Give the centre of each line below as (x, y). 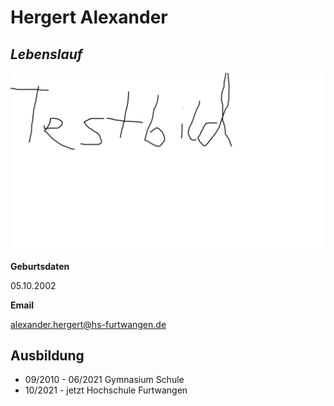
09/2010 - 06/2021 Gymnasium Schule (104, 380)
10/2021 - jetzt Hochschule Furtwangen (106, 390)
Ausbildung (47, 355)
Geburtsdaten (40, 266)
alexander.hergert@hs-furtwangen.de (88, 324)
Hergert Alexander (89, 17)
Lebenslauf (46, 54)
